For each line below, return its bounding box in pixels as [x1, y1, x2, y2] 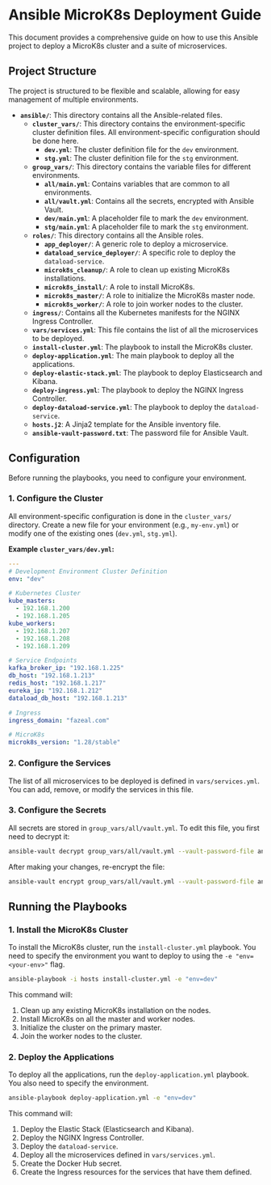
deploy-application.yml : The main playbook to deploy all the [31, 350, 235, 361]
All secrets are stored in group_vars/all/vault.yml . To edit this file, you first [8, 823, 260, 833]
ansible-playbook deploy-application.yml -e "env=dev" [8, 1094, 197, 1103]
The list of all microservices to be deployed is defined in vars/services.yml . [8, 776, 260, 786]
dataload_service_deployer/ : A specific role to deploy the [44, 247, 236, 257]
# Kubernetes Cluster [8, 589, 81, 597]
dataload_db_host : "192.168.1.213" [8, 694, 128, 702]
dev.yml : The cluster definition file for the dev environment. [44, 144, 240, 154]
